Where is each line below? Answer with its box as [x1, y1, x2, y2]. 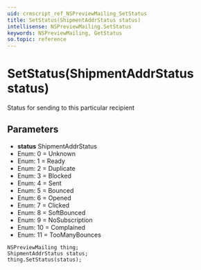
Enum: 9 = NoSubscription [17, 216, 93, 224]
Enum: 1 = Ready [17, 157, 66, 165]
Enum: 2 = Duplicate [17, 164, 76, 172]
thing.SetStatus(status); [7, 256, 82, 263]
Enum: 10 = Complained [17, 223, 85, 231]
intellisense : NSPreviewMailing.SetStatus [7, 23, 132, 30]
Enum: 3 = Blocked [17, 171, 71, 180]
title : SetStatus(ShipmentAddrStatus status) [7, 17, 141, 24]
